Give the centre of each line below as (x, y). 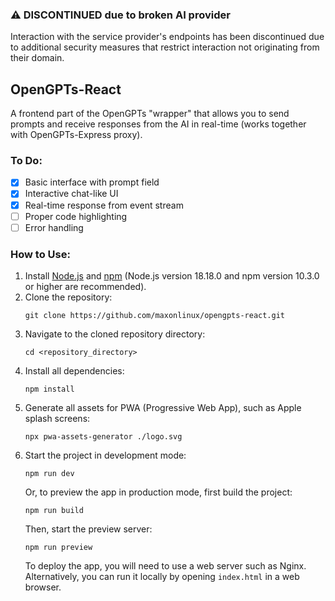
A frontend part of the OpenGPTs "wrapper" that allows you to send (150, 114)
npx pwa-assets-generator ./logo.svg (103, 437)
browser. (43, 587)
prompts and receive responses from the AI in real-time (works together (158, 124)
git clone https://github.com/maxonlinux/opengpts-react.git (155, 316)
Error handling (54, 227)
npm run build (54, 511)
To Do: (26, 161)
